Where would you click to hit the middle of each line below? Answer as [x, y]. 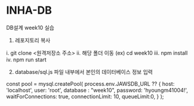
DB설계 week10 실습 [30, 27]
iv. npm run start [26, 60]
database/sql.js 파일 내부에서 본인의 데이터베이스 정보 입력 [84, 71]
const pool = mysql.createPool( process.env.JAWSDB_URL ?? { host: [90, 83]
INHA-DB [29, 10]
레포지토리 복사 [33, 40]
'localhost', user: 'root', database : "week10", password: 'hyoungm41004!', [97, 90]
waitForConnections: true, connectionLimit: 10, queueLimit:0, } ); [85, 96]
